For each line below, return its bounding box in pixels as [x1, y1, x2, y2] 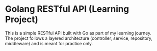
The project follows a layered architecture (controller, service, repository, [5, 35, 153, 41]
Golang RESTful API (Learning [5, 3, 129, 15]
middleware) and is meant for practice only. [5, 40, 93, 46]
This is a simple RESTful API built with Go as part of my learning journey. [5, 30, 152, 36]
